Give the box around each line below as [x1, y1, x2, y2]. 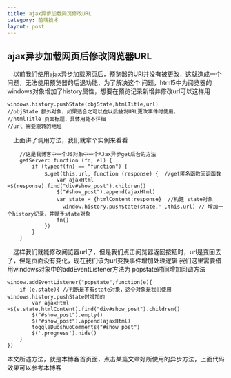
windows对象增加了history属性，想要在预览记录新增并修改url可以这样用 [7, 87, 211, 95]
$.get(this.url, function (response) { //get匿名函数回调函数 [43, 171, 222, 178]
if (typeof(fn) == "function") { [32, 163, 128, 170]
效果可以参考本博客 [7, 363, 62, 372]
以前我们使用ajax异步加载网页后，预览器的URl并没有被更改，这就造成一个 [13, 70, 222, 78]
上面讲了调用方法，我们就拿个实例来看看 [13, 136, 128, 144]
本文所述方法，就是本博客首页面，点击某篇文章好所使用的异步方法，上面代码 [7, 355, 225, 363]
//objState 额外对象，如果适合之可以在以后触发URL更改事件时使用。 [7, 108, 179, 115]
